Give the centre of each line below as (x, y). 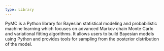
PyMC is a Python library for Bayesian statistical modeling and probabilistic (81, 23)
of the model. (19, 44)
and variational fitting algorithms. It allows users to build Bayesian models (80, 34)
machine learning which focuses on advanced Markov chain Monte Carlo (79, 28)
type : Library (20, 9)
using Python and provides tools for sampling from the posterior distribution (82, 39)
